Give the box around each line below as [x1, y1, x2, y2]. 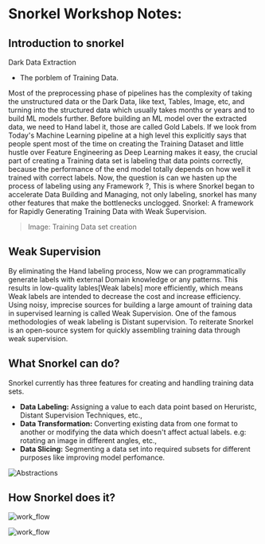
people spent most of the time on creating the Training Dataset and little [8, 139, 244, 148]
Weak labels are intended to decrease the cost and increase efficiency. [8, 291, 241, 301]
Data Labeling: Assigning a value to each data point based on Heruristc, [19, 402, 257, 411]
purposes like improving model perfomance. [19, 453, 166, 462]
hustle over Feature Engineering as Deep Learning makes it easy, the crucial [8, 148, 258, 157]
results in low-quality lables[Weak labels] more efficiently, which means [8, 283, 244, 293]
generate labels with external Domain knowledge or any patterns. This [8, 274, 239, 284]
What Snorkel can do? [8, 357, 120, 371]
